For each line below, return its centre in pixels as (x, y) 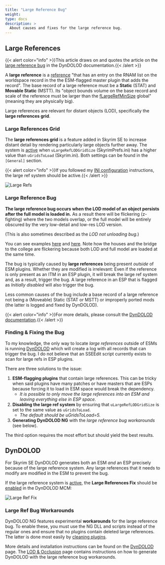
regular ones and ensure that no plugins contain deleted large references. (80, 531)
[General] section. (24, 161)
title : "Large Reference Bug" (36, 10)
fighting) (14, 219)
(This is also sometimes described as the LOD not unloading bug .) (72, 234)
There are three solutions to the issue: (44, 369)
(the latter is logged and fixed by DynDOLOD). (52, 305)
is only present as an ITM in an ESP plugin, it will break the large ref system (81, 274)
